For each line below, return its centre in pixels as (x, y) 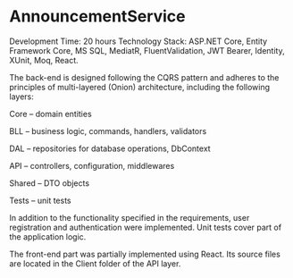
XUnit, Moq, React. (44, 60)
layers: (21, 97)
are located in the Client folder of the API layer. (95, 263)
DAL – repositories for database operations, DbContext (110, 148)
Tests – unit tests (40, 200)
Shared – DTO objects (50, 183)
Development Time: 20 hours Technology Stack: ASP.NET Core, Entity (138, 41)
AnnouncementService (97, 17)
